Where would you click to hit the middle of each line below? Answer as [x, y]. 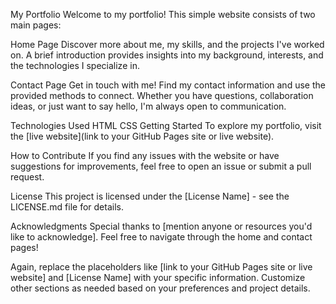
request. [27, 177]
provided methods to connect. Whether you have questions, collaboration [162, 95]
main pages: [36, 25]
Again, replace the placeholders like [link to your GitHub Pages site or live [161, 267]
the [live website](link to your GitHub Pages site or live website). [142, 136]
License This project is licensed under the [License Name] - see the [150, 196]
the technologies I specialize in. [75, 65]
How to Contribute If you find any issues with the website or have [145, 155]
